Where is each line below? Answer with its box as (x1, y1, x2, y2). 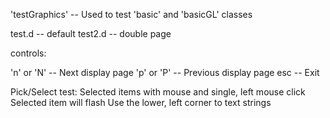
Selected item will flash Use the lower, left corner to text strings (10, 97, 272, 108)
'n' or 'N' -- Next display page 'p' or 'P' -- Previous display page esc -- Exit (10, 67, 320, 78)
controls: (10, 47, 47, 59)
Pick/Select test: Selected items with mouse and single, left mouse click (10, 86, 306, 98)
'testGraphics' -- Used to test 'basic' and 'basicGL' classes (10, 9, 253, 20)
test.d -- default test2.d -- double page (10, 28, 172, 39)
